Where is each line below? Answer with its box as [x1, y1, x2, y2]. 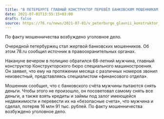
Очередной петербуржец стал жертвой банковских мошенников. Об [5, 43, 149, 49]
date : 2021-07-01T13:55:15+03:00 [5, 12, 73, 17]
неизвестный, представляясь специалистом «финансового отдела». [5, 73, 148, 79]
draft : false [5, 16, 32, 21]
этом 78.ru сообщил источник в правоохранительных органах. [5, 49, 136, 54]
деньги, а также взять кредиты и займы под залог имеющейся [5, 93, 136, 99]
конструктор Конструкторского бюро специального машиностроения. [5, 63, 153, 69]
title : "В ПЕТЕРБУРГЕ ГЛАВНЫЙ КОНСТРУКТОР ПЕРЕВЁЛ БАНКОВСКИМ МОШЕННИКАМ [5, 7, 159, 12]
